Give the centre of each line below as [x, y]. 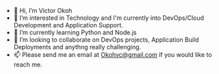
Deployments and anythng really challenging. [77, 47]
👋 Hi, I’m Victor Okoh [43, 11]
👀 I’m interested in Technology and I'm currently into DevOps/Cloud [108, 18]
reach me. [28, 64]
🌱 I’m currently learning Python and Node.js [75, 32]
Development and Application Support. [68, 25]
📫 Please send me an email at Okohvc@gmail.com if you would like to [113, 54]
